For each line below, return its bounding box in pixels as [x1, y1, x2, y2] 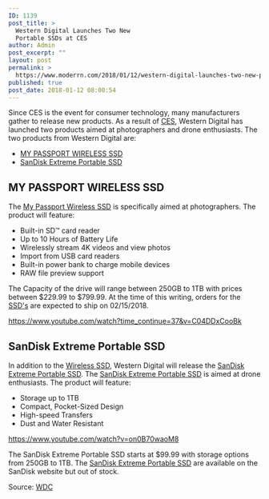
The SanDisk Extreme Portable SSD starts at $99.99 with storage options [8, 449, 250, 459]
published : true [8, 78, 62, 86]
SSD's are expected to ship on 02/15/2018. [8, 301, 149, 310]
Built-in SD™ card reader [19, 226, 100, 236]
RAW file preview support [19, 269, 104, 278]
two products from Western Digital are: [8, 134, 137, 143]
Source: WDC [8, 482, 54, 492]
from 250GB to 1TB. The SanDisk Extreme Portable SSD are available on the [8, 458, 259, 468]
